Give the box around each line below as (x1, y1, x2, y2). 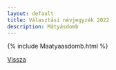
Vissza (7, 55, 26, 64)
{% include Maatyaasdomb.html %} (7, 42, 108, 51)
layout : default (7, 10, 54, 17)
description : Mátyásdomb (7, 23, 79, 30)
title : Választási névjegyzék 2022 (7, 17, 110, 24)
